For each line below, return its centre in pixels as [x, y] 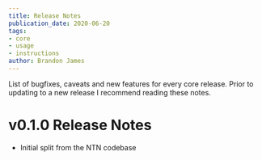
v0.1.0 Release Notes [80, 125]
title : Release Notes [45, 16]
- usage [21, 46]
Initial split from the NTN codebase [78, 147]
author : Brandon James [46, 61]
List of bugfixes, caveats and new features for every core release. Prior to [131, 84]
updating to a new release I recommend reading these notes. [110, 92]
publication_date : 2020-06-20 [59, 23]
